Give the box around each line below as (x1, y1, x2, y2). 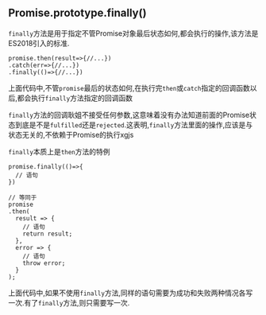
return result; (22, 230, 73, 238)
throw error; (22, 259, 66, 267)
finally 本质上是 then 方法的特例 (8, 146, 110, 156)
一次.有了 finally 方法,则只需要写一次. (8, 297, 130, 307)
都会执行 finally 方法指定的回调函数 (17, 93, 133, 103)
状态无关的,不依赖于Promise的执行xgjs (8, 130, 134, 139)
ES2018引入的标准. (8, 38, 70, 48)
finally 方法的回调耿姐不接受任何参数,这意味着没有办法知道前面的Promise (8, 110, 250, 119)
